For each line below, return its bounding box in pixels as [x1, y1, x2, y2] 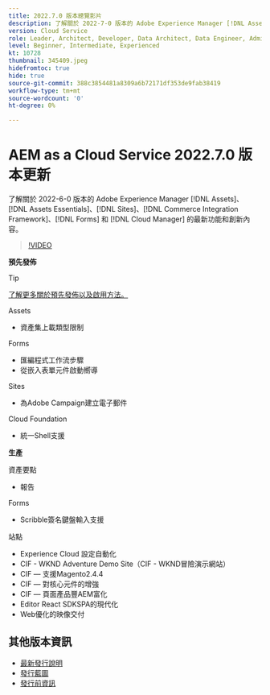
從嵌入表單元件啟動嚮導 [19, 366, 98, 375]
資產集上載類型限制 [19, 323, 84, 333]
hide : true [8, 72, 45, 80]
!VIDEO [27, 241, 52, 250]
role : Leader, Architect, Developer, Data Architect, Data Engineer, [8, 34, 247, 43]
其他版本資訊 [8, 635, 72, 649]
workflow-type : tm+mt [8, 86, 81, 95]
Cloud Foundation [8, 414, 67, 424]
